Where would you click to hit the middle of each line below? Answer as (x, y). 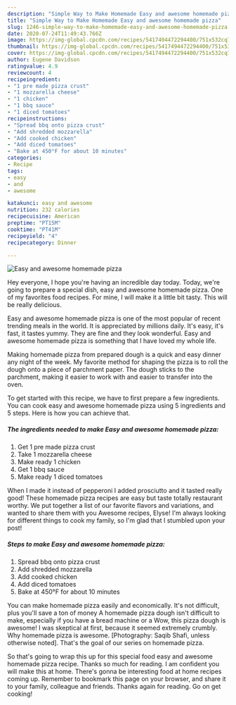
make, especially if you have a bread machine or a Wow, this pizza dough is (117, 620)
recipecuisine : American (44, 217)
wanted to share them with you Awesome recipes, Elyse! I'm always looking (117, 513)
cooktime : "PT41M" (34, 230)
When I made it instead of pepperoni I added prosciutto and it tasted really (115, 491)
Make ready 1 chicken (49, 462)
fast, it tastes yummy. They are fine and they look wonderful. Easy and (109, 333)
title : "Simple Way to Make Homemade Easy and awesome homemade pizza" (114, 20)
